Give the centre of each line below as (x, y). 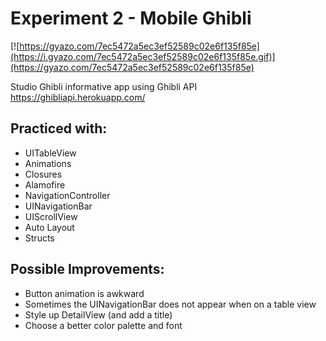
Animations (48, 163)
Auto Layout (49, 227)
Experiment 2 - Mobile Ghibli (131, 18)
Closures (43, 174)
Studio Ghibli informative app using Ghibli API (104, 86)
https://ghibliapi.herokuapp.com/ (78, 97)
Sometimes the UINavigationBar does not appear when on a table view (170, 304)
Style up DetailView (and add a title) (98, 314)
